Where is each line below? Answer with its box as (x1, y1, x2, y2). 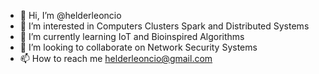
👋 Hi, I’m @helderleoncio (19, 10, 122, 21)
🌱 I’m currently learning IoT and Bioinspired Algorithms (19, 31, 245, 42)
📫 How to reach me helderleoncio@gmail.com (19, 53, 213, 64)
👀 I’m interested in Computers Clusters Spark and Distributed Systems (19, 20, 310, 32)
